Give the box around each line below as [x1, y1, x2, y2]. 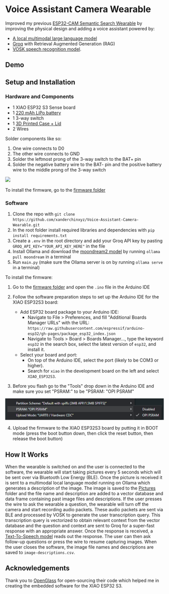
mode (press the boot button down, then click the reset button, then [12, 430, 153, 437]
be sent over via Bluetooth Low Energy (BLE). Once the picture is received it [5, 474, 162, 481]
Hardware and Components [5, 93, 74, 100]
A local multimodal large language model [12, 35, 97, 41]
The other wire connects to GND [12, 151, 80, 157]
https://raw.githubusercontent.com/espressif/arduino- [27, 326, 145, 331]
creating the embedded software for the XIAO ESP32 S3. [5, 582, 123, 588]
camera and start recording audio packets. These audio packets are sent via [5, 507, 163, 513]
